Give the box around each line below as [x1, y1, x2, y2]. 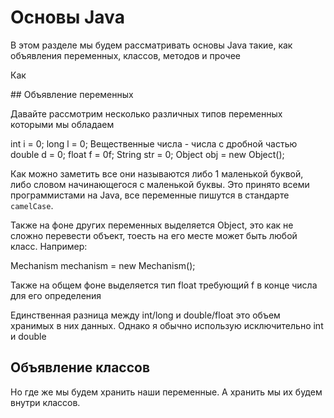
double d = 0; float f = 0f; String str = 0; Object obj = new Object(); [10, 148, 285, 160]
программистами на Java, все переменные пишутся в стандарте [10, 189, 290, 201]
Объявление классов [10, 359, 151, 376]
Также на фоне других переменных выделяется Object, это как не [10, 219, 294, 231]
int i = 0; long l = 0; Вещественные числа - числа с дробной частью [10, 137, 298, 150]
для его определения [10, 289, 102, 301]
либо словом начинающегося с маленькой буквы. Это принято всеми [10, 178, 310, 190]
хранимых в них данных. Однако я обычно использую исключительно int [10, 319, 324, 331]
